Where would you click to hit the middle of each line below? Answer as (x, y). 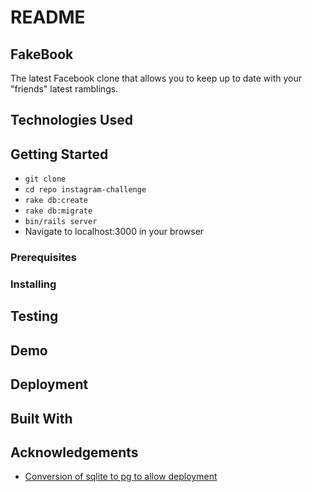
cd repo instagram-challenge (85, 190)
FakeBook (42, 54)
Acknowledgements (74, 452)
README (48, 17)
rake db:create (56, 201)
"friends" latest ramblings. (64, 89)
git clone (45, 179)
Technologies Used (71, 120)
